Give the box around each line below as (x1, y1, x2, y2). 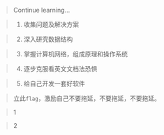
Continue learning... (13, 6, 70, 14)
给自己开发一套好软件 (23, 79, 85, 88)
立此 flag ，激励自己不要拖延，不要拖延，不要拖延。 (13, 94, 161, 102)
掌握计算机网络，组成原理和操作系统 (23, 50, 128, 58)
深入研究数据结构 (23, 35, 73, 43)
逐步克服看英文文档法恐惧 (23, 65, 98, 72)
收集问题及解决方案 (23, 20, 80, 29)
